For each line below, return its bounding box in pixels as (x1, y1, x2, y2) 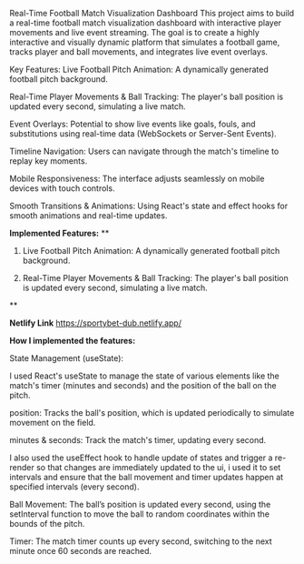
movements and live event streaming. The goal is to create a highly (9, 27, 260, 37)
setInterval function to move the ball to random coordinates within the (9, 509, 270, 519)
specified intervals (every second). (9, 481, 140, 492)
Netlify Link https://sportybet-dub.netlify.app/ (9, 317, 181, 328)
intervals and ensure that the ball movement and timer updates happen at (9, 472, 284, 482)
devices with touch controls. (9, 183, 115, 194)
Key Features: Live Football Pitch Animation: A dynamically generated (9, 64, 270, 75)
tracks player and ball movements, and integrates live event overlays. (9, 46, 269, 57)
